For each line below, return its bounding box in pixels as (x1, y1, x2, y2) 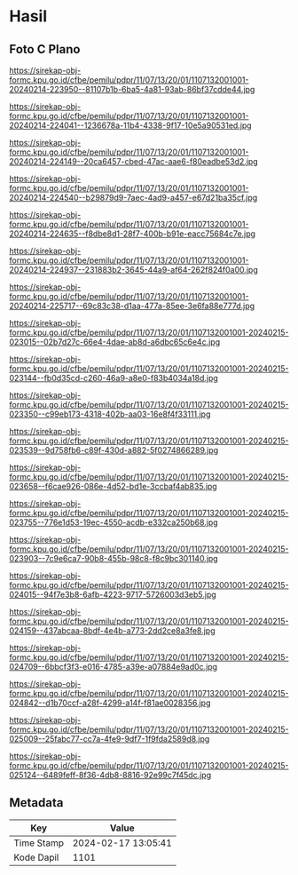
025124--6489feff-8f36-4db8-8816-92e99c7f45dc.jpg (9, 770, 211, 780)
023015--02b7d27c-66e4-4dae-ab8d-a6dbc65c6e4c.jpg (9, 337, 220, 347)
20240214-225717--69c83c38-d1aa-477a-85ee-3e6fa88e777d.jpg (9, 300, 255, 311)
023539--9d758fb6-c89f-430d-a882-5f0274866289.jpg (9, 445, 219, 455)
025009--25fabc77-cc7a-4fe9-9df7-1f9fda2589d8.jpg (9, 734, 210, 744)
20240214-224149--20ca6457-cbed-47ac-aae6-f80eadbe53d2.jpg (9, 156, 259, 166)
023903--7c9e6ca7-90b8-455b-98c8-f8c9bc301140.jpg (9, 553, 219, 563)
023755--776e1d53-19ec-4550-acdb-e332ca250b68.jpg (9, 517, 219, 528)
